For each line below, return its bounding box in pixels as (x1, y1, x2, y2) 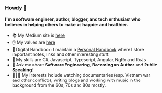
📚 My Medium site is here (12, 32, 65, 38)
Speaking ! (12, 67, 33, 73)
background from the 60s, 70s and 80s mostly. (12, 82, 106, 88)
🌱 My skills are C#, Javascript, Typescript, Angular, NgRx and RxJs (12, 57, 146, 63)
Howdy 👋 (5, 4, 27, 11)
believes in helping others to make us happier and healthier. (5, 21, 128, 27)
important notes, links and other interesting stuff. (12, 52, 110, 57)
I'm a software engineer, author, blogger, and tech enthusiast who (5, 16, 141, 22)
